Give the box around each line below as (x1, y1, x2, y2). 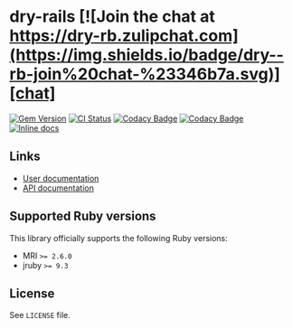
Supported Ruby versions (9, 209, 156, 224)
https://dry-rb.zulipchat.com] (9, 25, 240, 46)
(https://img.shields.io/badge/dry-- (9, 45, 285, 65)
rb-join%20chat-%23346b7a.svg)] (9, 64, 280, 85)
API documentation (22, 183, 95, 193)
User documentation (22, 173, 99, 183)
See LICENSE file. (9, 310, 71, 321)
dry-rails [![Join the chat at (9, 6, 215, 27)
